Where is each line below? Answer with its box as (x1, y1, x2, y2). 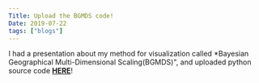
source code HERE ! (8, 66, 73, 76)
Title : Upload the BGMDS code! (8, 11, 114, 20)
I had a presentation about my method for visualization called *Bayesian (8, 49, 249, 59)
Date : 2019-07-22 (8, 19, 67, 27)
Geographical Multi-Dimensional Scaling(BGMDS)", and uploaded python (8, 57, 252, 67)
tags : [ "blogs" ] (8, 27, 63, 35)
